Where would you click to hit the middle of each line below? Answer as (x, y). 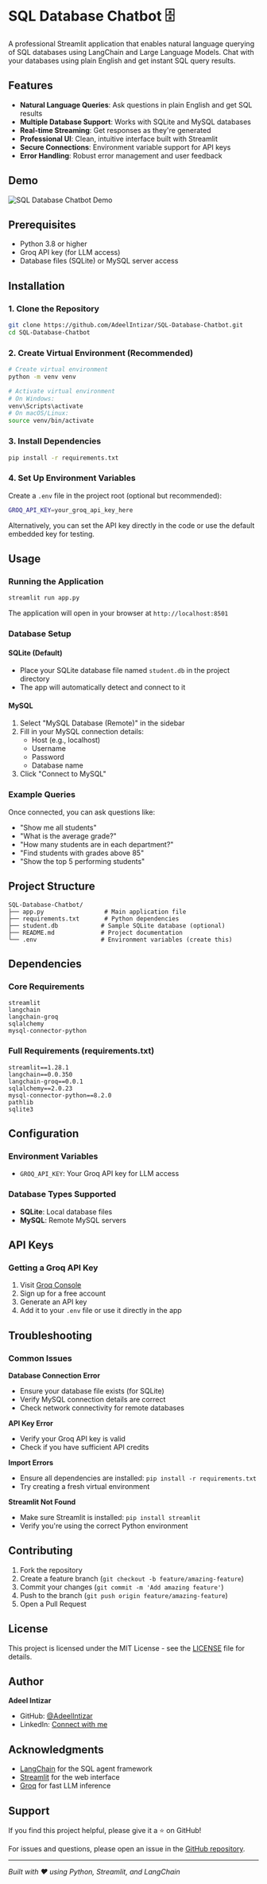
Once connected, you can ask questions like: (82, 812)
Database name (57, 765)
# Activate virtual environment (62, 391)
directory (35, 679)
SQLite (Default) (35, 653)
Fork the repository (51, 1569)
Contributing (41, 1551)
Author (26, 1681)
